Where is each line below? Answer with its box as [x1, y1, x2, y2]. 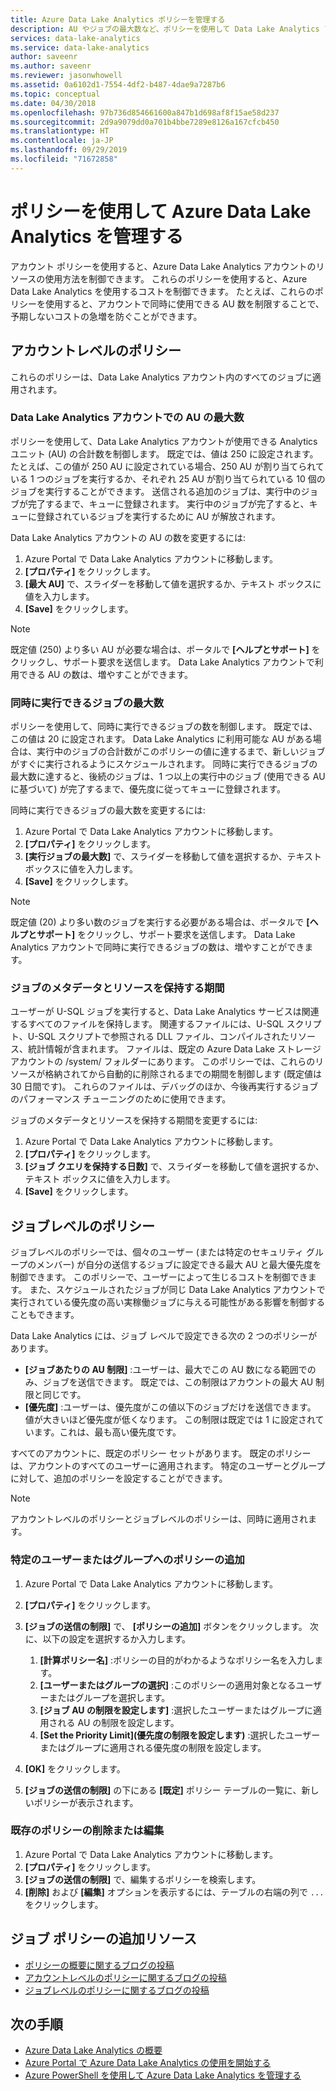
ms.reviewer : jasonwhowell [10, 71, 123, 81]
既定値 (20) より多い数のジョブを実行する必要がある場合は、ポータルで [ [10, 916, 310, 928]
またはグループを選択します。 [48, 1691, 171, 1703]
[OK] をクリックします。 [24, 1762, 126, 1775]
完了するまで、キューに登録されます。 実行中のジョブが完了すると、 [27, 497, 310, 510]
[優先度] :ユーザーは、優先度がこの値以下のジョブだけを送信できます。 [24, 1401, 317, 1413]
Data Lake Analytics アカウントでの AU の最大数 [10, 411, 245, 425]
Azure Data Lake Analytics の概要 [24, 2044, 163, 2056]
